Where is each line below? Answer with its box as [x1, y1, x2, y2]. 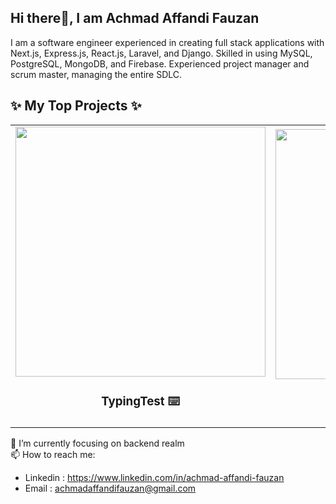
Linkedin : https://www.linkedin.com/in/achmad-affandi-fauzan [24, 471, 285, 483]
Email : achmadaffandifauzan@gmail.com [24, 482, 197, 494]
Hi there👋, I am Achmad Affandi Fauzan [10, 10, 260, 27]
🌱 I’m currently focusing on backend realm [10, 437, 185, 449]
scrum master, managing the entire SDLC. [10, 68, 183, 80]
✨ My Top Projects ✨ [10, 97, 142, 115]
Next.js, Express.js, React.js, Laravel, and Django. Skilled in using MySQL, [10, 47, 313, 59]
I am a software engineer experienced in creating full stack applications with [10, 36, 325, 48]
